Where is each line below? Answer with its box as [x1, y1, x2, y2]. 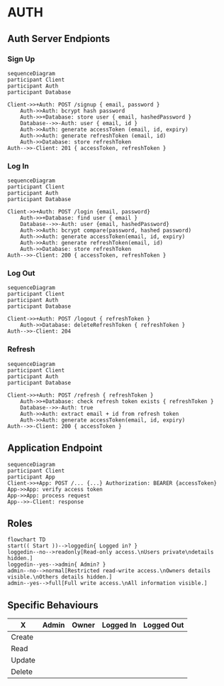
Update [11, 655, 35, 665]
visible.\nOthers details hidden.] [7, 574, 113, 581]
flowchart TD [7, 536, 46, 544]
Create [11, 632, 34, 642]
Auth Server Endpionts [7, 33, 111, 45]
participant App [7, 473, 55, 481]
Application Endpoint [7, 442, 103, 454]
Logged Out [142, 620, 184, 630]
